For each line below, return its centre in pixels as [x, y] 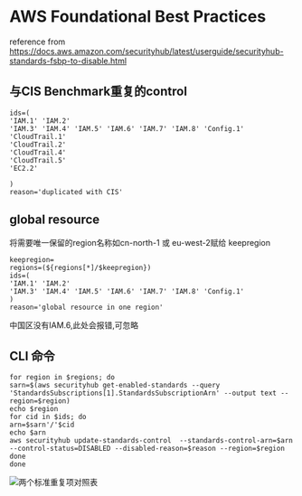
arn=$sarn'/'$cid [42, 425]
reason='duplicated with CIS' [66, 192]
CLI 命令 [33, 356]
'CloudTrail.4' [38, 152]
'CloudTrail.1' [38, 136]
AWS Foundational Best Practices [138, 17]
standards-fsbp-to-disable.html [68, 61]
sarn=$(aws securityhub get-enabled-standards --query [115, 386]
